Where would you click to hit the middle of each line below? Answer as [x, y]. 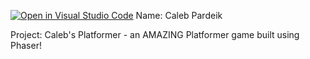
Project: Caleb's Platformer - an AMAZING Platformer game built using [155, 34]
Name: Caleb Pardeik [179, 15]
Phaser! [26, 45]
